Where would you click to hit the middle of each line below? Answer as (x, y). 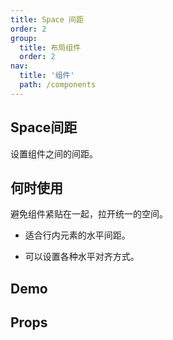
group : (24, 38)
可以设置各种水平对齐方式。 (82, 257)
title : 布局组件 (50, 47)
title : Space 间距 (47, 19)
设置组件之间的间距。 (54, 153)
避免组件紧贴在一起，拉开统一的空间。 (89, 214)
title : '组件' (47, 76)
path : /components (58, 85)
